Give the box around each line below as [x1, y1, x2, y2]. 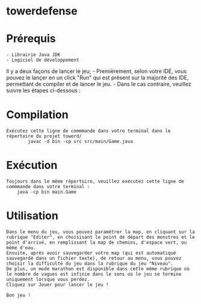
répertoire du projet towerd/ [6, 133, 82, 139]
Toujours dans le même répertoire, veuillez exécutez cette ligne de [6, 179, 185, 185]
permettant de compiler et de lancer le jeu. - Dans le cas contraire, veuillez [6, 80, 191, 88]
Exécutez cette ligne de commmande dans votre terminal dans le [6, 128, 171, 134]
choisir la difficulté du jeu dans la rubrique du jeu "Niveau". [6, 261, 173, 267]
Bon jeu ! [6, 292, 31, 298]
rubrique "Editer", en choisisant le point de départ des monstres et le [6, 234, 196, 240]
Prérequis [6, 32, 56, 46]
